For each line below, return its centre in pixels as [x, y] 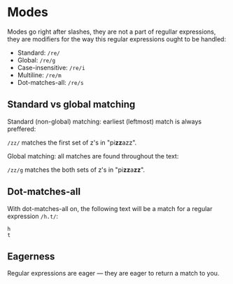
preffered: [22, 129]
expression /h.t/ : [33, 216]
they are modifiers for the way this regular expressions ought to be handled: [116, 39]
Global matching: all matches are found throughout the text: [93, 156]
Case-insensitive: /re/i [51, 67]
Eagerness [31, 256]
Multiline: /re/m [39, 75]
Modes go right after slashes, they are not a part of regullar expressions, [112, 32]
